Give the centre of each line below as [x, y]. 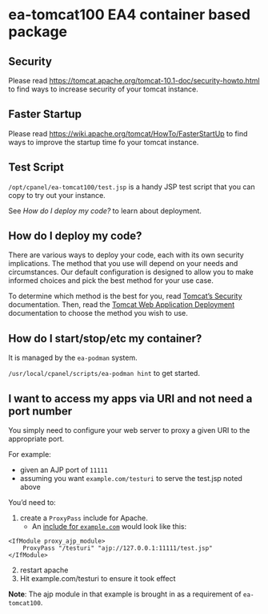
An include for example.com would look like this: [109, 527]
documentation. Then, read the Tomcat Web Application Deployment [121, 305]
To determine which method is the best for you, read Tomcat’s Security [125, 296]
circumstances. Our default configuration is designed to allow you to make [131, 272]
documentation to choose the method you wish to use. [98, 313]
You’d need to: [32, 503]
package [38, 32]
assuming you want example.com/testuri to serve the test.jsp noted [131, 479]
